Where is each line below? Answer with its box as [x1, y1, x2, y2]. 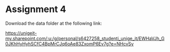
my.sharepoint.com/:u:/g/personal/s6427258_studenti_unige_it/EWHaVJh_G [5, 35, 165, 41]
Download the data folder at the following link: [5, 20, 102, 26]
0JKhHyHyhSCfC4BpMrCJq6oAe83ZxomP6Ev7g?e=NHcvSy [5, 40, 134, 46]
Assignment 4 [5, 4, 66, 15]
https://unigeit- [5, 30, 37, 36]
